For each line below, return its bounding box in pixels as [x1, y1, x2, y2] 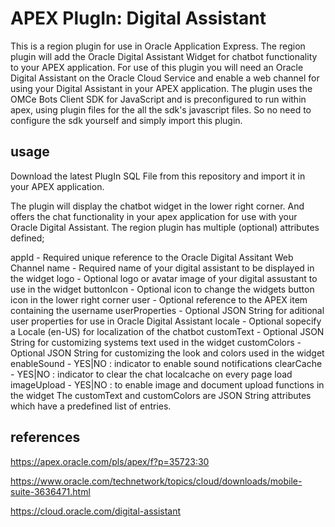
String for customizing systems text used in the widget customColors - [10, 336, 302, 348]
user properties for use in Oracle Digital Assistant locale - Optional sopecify [10, 315, 322, 327]
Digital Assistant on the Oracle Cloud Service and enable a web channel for [10, 72, 320, 84]
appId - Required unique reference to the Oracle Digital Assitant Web [10, 251, 294, 263]
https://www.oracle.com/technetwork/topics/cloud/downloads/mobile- [10, 475, 303, 487]
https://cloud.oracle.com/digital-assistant [10, 505, 182, 517]
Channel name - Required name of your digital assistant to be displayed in [10, 262, 315, 274]
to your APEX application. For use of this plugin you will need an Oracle [10, 61, 304, 73]
